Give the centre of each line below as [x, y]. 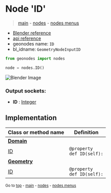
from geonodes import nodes [35, 58]
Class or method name [36, 132]
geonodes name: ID [34, 43]
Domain [17, 141]
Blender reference [32, 33]
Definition [86, 132]
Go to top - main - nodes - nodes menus [41, 185]
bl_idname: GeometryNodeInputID [47, 49]
